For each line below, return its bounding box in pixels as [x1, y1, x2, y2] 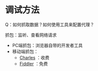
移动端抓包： [12, 48, 38, 54]
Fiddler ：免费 [19, 61, 48, 67]
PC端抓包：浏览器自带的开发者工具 [12, 42, 83, 48]
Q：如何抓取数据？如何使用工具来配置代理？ [5, 22, 95, 27]
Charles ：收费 [19, 54, 50, 60]
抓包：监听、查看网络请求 [5, 32, 57, 38]
